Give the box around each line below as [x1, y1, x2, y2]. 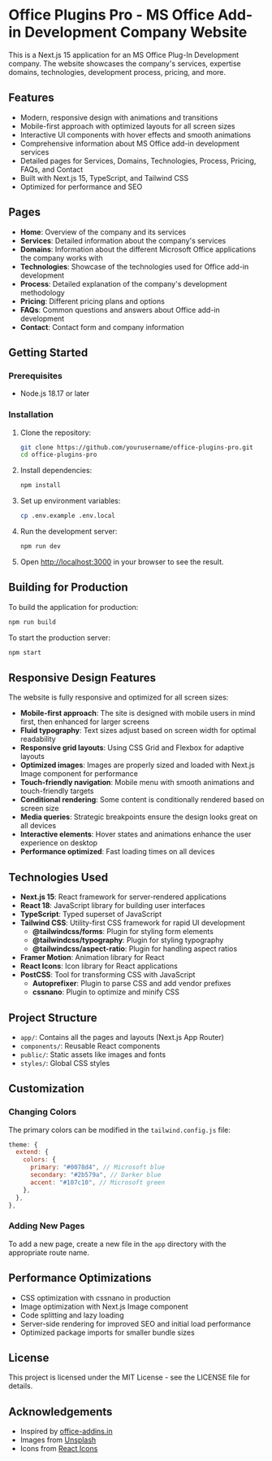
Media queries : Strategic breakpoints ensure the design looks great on [19, 812, 258, 822]
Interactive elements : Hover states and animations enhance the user [19, 829, 252, 840]
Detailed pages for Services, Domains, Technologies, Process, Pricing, [19, 156, 257, 165]
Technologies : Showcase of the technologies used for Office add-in [19, 261, 249, 271]
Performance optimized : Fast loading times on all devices [19, 847, 215, 857]
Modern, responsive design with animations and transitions [19, 112, 218, 122]
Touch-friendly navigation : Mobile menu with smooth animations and [19, 778, 255, 788]
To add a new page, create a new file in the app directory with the [8, 1239, 227, 1248]
